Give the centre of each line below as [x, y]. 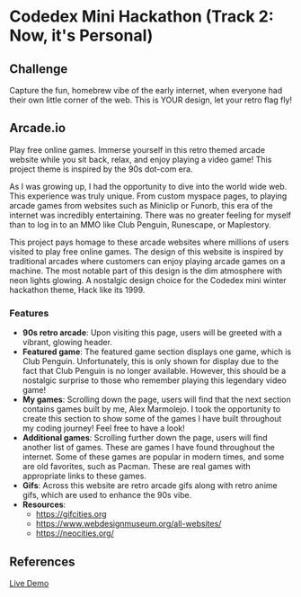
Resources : [44, 504]
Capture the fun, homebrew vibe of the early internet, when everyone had [146, 90]
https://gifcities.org [71, 514]
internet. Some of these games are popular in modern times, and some [153, 457]
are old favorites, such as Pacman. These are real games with [137, 467]
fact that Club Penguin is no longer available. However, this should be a [154, 371]
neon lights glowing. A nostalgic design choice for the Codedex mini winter [148, 280]
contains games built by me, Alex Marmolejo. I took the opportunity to [151, 409]
